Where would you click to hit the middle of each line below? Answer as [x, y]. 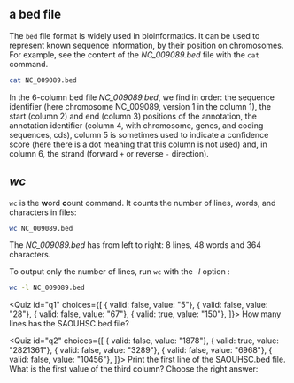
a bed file [35, 15]
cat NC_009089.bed [43, 80]
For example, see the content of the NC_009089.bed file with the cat [134, 54]
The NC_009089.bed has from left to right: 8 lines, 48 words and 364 [135, 245]
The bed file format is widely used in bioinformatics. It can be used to [135, 35]
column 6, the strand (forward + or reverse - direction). [109, 153]
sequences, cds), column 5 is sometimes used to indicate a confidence [139, 134]
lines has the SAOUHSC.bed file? [70, 324]
